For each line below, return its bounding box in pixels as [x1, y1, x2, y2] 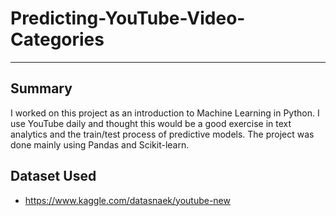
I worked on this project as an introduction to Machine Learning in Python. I [10, 107, 320, 119]
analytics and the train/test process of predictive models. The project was [10, 128, 315, 140]
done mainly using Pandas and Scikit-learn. [10, 138, 190, 151]
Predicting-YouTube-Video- [10, 7, 246, 30]
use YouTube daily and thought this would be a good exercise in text [10, 117, 292, 129]
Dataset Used [10, 168, 97, 185]
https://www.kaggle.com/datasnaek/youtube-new [24, 194, 231, 206]
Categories [10, 28, 105, 51]
